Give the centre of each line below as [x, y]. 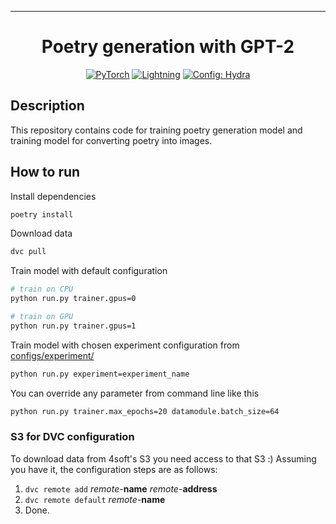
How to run [45, 172]
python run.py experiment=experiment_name [100, 374]
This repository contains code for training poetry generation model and [156, 130]
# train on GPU [42, 317]
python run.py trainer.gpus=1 [73, 326]
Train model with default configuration [89, 271]
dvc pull [28, 252]
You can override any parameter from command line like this [135, 393]
